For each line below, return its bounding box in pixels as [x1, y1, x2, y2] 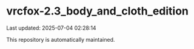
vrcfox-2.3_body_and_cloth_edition [6, 4, 189, 18]
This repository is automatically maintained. [6, 36, 115, 43]
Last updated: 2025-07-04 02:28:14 [6, 24, 96, 31]
